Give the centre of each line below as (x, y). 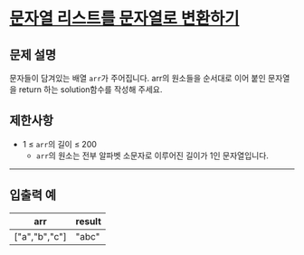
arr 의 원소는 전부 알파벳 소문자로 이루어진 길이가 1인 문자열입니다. (152, 156)
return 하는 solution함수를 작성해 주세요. (90, 90)
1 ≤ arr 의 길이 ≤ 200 (60, 144)
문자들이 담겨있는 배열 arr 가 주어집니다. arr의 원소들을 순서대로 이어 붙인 (138, 78)
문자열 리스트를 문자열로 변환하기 (124, 19)
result (89, 221)
